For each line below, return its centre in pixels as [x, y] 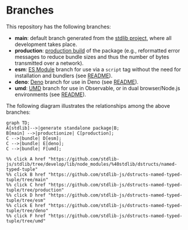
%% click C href [26, 185]
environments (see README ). [50, 94]
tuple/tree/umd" [26, 221]
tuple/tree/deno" [27, 211]
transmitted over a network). [49, 63]
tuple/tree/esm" [26, 200]
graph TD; [18, 123]
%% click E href [26, 205]
